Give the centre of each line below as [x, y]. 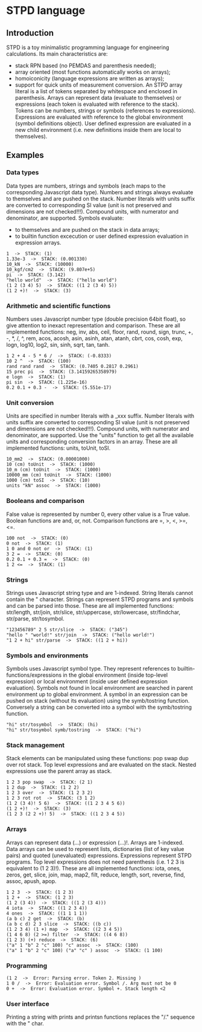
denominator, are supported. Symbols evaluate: [65, 218]
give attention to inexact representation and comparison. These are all [93, 325]
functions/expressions [34, 675]
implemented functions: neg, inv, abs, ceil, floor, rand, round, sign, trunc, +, [100, 332]
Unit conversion [30, 403]
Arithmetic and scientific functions [58, 306]
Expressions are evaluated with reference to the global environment [99, 117]
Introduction [30, 33]
